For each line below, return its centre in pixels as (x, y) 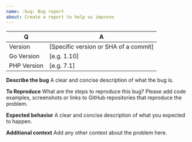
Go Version (24, 56)
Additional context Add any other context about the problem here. (87, 133)
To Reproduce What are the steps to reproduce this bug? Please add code (96, 91)
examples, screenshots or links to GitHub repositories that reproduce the (94, 98)
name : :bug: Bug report (35, 11)
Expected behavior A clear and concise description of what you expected (96, 115)
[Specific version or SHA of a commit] (101, 46)
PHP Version (26, 65)
